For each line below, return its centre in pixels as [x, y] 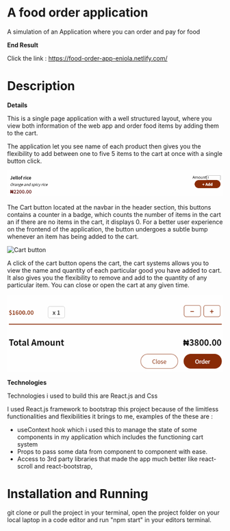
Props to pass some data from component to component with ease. [112, 451]
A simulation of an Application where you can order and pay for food [104, 32]
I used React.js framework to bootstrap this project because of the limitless [113, 409]
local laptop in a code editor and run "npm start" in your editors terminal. [110, 520]
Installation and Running [78, 494]
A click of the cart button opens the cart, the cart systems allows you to [108, 263]
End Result [23, 45]
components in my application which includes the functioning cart [110, 437]
